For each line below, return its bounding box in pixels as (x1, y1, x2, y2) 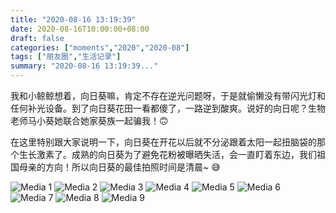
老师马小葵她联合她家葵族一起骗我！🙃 (10, 115, 169, 126)
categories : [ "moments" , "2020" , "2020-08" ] (10, 42, 190, 53)
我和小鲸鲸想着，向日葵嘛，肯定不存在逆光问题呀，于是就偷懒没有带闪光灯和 (10, 90, 326, 101)
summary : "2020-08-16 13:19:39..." (10, 61, 159, 71)
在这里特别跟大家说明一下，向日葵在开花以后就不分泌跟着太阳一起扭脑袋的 (10, 136, 317, 148)
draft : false (10, 33, 65, 43)
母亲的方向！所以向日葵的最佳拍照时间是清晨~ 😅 (18, 161, 221, 173)
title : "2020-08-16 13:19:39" (10, 14, 137, 25)
